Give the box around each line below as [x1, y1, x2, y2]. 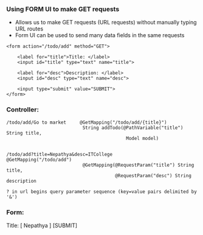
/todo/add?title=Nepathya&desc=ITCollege [6, 151, 113, 157]
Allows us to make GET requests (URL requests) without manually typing [15, 19, 197, 26]
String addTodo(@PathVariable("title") [82, 124, 184, 131]
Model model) [126, 135, 159, 141]
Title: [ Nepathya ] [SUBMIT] [6, 222, 78, 229]
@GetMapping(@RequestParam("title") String [82, 162, 194, 168]
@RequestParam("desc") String [115, 172, 191, 178]
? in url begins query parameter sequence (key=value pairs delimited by [6, 188, 198, 195]
